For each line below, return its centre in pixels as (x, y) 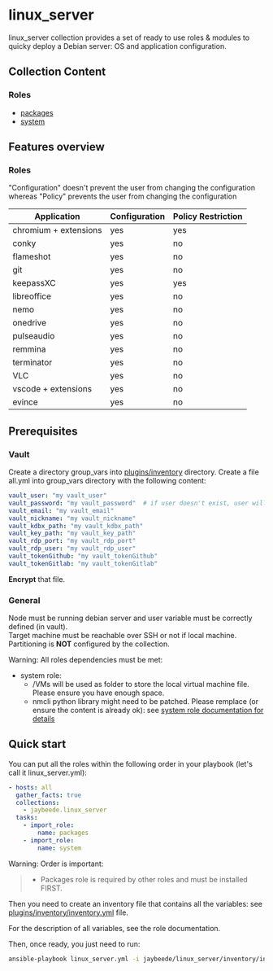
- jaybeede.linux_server (65, 810)
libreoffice (32, 296)
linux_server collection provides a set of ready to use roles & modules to (129, 37)
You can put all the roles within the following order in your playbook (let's (131, 763)
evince (25, 402)
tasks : (27, 818)
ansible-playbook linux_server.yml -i (74, 959)
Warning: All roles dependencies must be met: (86, 660)
